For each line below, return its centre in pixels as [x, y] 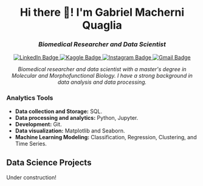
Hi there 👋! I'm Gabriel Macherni [102, 12]
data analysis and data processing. [102, 82]
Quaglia [102, 25]
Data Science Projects [49, 163]
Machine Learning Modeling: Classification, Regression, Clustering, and [106, 137]
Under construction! [31, 177]
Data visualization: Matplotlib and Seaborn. [70, 131]
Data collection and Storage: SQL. [59, 111]
